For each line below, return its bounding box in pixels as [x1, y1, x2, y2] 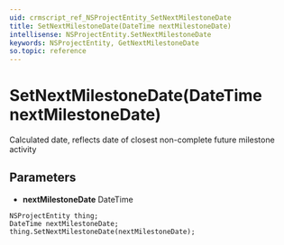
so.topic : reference [9, 47, 87, 56]
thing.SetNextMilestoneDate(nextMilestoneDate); [9, 227, 196, 236]
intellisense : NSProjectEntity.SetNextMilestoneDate [9, 30, 212, 39]
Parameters [9, 170, 77, 186]
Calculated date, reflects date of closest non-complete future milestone [9, 134, 275, 145]
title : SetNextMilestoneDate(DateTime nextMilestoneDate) [9, 22, 232, 31]
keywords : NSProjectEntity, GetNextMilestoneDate [9, 38, 200, 48]
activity [9, 144, 37, 155]
